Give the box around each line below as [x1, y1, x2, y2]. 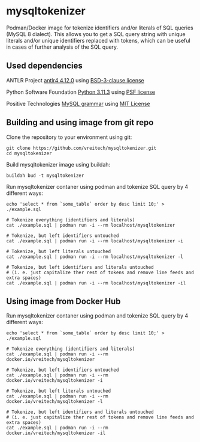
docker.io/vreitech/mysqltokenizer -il [6, 430, 106, 437]
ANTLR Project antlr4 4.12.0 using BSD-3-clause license [6, 76, 145, 84]
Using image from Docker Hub [6, 296, 121, 306]
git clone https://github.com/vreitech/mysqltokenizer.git [6, 145, 157, 151]
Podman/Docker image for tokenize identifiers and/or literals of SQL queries [6, 24, 193, 31]
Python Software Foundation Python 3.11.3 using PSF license [6, 88, 156, 96]
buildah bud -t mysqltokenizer [6, 173, 84, 179]
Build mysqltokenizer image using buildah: [6, 161, 111, 168]
